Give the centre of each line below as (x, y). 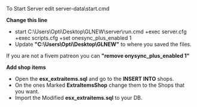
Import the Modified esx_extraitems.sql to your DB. (79, 98)
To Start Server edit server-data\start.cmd (58, 9)
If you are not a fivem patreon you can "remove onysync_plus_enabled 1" (98, 56)
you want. (27, 91)
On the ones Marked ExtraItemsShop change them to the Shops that (100, 85)
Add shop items (26, 67)
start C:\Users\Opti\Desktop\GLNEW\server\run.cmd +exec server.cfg (101, 32)
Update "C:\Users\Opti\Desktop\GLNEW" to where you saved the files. (103, 44)
